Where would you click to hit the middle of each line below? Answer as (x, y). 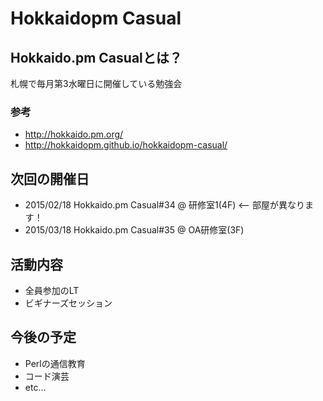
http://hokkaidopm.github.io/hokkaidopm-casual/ (126, 145)
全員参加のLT (52, 290)
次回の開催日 (50, 178)
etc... (35, 387)
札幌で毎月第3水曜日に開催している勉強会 (96, 83)
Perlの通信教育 (55, 363)
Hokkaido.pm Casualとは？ (96, 57)
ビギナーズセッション (68, 303)
